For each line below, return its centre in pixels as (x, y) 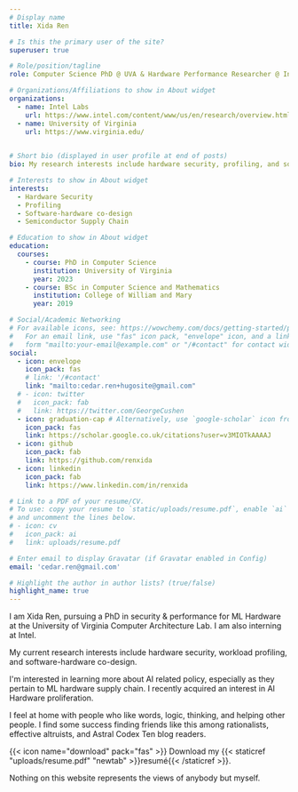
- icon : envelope (49, 361)
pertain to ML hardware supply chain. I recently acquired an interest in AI (142, 689)
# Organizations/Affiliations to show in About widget (113, 91)
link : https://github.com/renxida (89, 460)
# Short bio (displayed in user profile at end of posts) (118, 156)
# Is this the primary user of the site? (87, 42)
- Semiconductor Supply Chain (73, 222)
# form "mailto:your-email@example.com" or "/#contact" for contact (142, 344)
